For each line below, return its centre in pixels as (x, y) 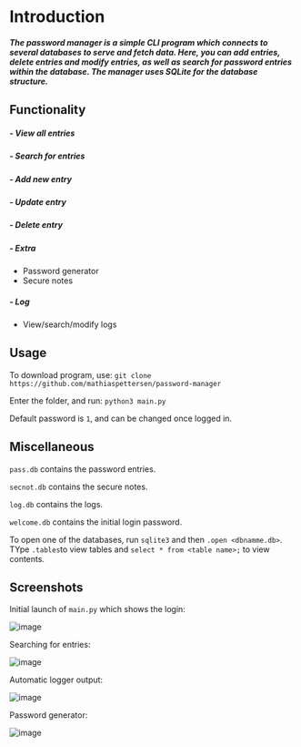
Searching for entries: (50, 645)
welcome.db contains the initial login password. (96, 522)
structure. (29, 81)
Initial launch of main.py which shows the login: (98, 609)
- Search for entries (47, 156)
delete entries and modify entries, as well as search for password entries (151, 62)
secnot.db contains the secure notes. (79, 486)
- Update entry (38, 201)
